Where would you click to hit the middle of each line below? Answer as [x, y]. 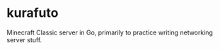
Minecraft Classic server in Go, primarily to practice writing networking [110, 32]
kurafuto [33, 13]
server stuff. [24, 39]
